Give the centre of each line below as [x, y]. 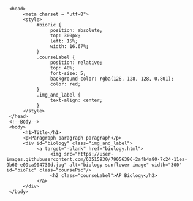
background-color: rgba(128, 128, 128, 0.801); [112, 79]
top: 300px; [65, 36]
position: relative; [76, 63]
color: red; [65, 84]
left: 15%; [64, 41]
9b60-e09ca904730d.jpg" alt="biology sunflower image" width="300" [94, 165]
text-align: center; [76, 100]
